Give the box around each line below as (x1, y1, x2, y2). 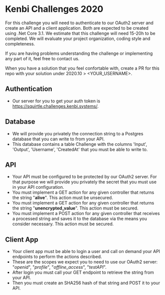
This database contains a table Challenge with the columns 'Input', (12, 141, 147, 147)
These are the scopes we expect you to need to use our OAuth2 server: (12, 259, 158, 265)
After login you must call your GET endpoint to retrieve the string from (12, 269, 154, 275)
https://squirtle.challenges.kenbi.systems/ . (12, 103, 99, 109)
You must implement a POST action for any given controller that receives (12, 211, 160, 216)
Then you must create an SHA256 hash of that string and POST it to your (12, 280, 160, 286)
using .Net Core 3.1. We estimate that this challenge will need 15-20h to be (5, 30, 156, 36)
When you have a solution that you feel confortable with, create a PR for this (5, 65, 160, 71)
